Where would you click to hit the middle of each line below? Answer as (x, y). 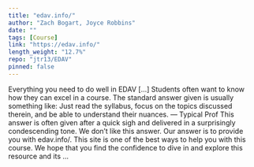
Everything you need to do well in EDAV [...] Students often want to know (127, 89)
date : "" (22, 30)
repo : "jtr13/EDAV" (40, 60)
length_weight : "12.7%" (47, 52)
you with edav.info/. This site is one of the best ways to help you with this (127, 139)
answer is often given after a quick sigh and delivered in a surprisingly (122, 122)
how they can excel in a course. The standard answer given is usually (121, 97)
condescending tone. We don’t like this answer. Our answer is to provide (126, 131)
